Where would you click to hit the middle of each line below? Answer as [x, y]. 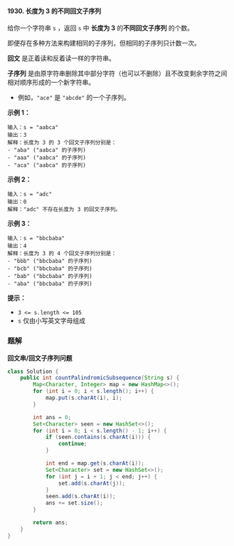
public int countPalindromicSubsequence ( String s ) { [100, 378]
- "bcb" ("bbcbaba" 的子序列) [50, 269]
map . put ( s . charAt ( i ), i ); [84, 398]
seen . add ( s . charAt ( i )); [80, 496]
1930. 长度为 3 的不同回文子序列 [54, 11]
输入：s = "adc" [30, 195]
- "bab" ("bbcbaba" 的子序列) [50, 277]
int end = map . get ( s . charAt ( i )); [95, 463]
